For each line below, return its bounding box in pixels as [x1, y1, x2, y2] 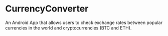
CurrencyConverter [5, 3, 89, 14]
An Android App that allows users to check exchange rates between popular [5, 19, 163, 25]
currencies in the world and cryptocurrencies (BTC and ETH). [5, 24, 132, 30]
